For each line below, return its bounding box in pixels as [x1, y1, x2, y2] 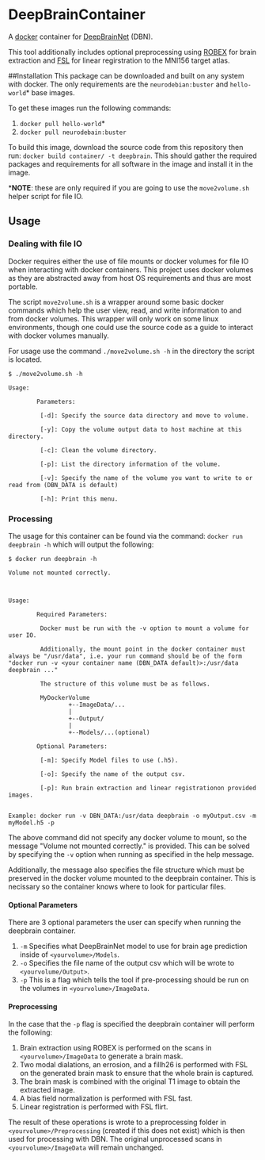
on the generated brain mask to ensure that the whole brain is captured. [19, 1069, 255, 1078]
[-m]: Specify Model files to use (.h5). [40, 756, 179, 764]
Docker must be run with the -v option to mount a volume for [40, 624, 249, 632]
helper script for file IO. [8, 191, 84, 201]
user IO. [8, 631, 37, 640]
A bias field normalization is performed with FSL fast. [19, 1093, 193, 1104]
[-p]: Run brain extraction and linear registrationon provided [40, 784, 257, 792]
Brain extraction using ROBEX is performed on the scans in [19, 1043, 212, 1053]
